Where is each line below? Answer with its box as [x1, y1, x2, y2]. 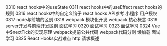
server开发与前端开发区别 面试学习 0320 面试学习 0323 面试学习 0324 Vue [5, 23, 160, 29]
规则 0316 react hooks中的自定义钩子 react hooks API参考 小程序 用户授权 [5, 10, 158, 16]
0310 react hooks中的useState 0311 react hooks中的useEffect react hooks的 [5, 4, 162, 10]
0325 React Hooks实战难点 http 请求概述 [15, 35, 99, 41]
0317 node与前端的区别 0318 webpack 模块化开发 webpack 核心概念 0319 [5, 17, 158, 22]
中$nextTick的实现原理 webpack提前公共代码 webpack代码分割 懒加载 [5, 29, 151, 35]
